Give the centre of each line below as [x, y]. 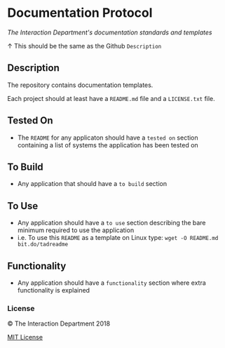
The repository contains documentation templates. [80, 85]
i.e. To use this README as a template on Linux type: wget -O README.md [118, 238]
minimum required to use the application [76, 230]
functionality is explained [53, 290]
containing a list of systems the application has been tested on [108, 145]
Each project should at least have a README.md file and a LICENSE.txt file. [111, 98]
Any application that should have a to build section [92, 184]
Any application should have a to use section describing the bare [111, 223]
